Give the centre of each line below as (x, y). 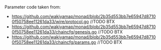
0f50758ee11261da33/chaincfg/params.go (54, 42)
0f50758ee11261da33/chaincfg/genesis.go (54, 32)
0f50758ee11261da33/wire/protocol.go (50, 22)
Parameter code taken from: (33, 7)
